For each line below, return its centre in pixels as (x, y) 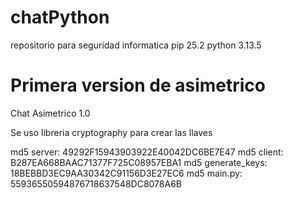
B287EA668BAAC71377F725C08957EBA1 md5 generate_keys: (139, 162)
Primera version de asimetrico (138, 85)
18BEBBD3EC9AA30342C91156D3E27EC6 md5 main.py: (126, 173)
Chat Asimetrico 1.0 (50, 113)
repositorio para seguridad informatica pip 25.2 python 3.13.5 (136, 45)
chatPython (60, 17)
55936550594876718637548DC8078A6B (96, 183)
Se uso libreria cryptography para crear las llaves (111, 132)
